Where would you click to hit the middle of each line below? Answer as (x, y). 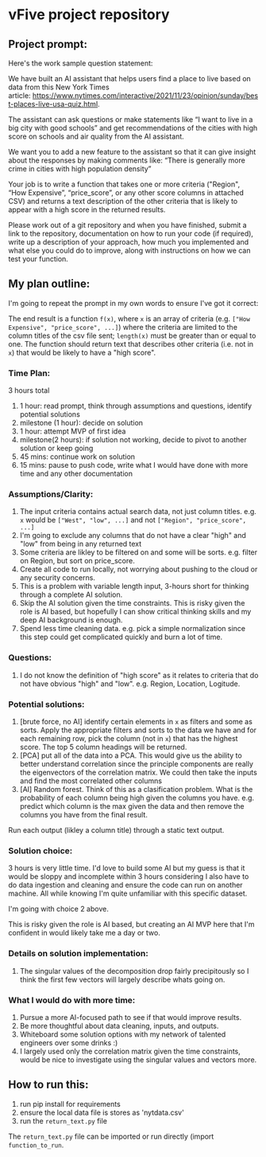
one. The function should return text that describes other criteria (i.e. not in (131, 343)
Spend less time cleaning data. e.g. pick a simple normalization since (133, 629)
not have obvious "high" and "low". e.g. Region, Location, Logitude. (130, 684)
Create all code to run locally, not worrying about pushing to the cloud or (139, 569)
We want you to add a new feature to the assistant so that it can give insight (132, 152)
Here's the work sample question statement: (81, 63)
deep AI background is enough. (71, 620)
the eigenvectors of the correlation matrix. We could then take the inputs (139, 772)
